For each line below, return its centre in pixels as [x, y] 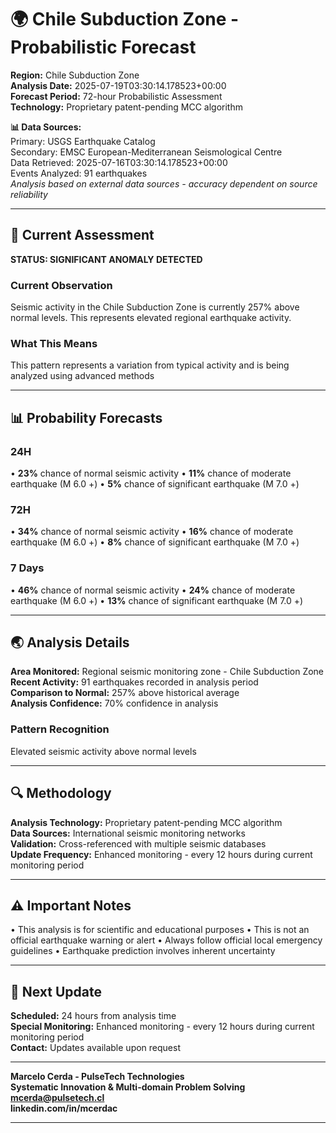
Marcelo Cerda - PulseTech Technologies [97, 1077]
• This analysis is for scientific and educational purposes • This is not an [160, 930]
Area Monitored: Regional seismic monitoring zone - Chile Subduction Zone [167, 672]
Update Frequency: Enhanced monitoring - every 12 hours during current [161, 854]
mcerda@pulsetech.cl [57, 1098]
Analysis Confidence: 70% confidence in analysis [114, 703]
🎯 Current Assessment [82, 235]
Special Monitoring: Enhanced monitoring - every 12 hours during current [162, 1027]
